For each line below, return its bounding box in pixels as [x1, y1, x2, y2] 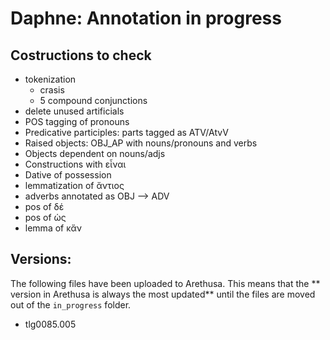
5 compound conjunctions [39, 95, 148, 106]
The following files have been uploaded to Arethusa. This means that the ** [10, 277, 321, 289]
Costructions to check [10, 47, 152, 64]
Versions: [10, 251, 72, 268]
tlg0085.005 [24, 318, 77, 330]
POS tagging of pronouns [24, 116, 130, 127]
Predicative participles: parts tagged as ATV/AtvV [24, 127, 229, 138]
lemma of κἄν [24, 222, 83, 234]
